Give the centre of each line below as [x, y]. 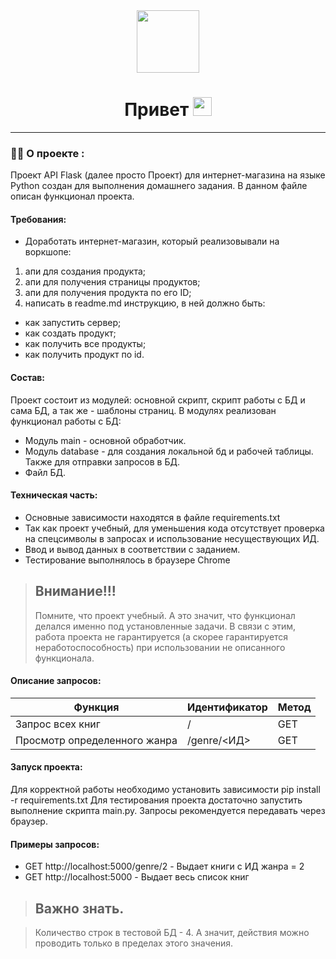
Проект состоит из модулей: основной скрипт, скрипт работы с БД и [158, 400]
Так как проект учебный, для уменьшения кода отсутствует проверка [174, 528]
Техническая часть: [54, 495]
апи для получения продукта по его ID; [108, 293]
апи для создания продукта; [85, 271]
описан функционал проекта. [72, 196]
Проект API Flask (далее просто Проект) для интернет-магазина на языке [168, 175]
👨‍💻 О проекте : [47, 153]
